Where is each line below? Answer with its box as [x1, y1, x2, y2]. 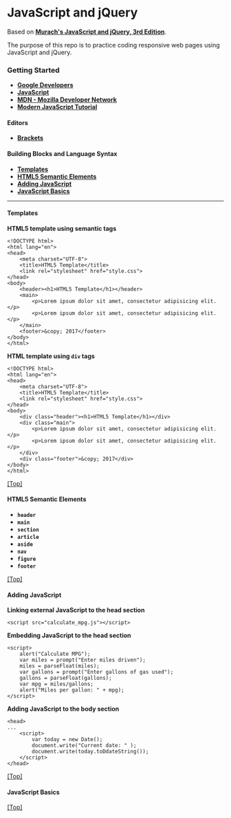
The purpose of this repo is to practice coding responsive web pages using [7, 41, 220, 49]
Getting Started [7, 65, 60, 75]
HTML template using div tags [7, 352, 95, 360]
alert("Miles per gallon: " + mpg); [19, 687, 125, 694]
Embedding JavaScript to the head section [7, 631, 131, 640]
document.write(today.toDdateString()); [32, 748, 149, 755]
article [16, 534, 39, 541]
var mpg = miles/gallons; [19, 681, 94, 688]
